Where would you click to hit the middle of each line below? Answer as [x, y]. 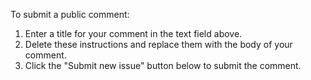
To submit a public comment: [70, 14]
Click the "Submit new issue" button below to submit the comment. [163, 65]
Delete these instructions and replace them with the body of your [158, 44]
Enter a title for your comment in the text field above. [133, 33]
